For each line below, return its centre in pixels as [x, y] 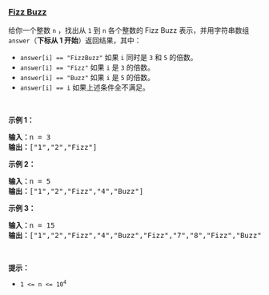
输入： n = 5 [30, 182]
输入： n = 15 [32, 226]
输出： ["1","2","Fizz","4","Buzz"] [76, 192]
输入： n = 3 [30, 137]
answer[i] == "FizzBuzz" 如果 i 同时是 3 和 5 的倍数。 [108, 58]
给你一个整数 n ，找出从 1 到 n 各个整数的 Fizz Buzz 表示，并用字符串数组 [129, 30]
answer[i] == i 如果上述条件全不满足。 [84, 87]
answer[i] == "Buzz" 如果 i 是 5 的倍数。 [87, 78]
